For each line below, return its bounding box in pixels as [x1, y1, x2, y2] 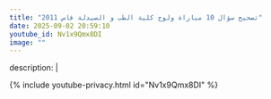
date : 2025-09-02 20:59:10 [9, 21, 110, 30]
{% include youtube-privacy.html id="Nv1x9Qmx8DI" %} [9, 79, 219, 90]
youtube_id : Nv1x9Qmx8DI [9, 29, 102, 38]
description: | [9, 62, 58, 73]
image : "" [9, 37, 47, 47]
